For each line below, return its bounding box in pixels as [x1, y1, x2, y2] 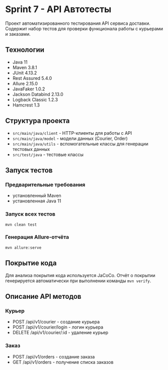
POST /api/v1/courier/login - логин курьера [12, 324, 104, 330]
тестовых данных [12, 146, 50, 152]
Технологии [5, 45, 44, 54]
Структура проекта [5, 117, 70, 125]
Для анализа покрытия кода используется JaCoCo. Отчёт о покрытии [5, 272, 156, 278]
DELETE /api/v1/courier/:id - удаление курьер [12, 330, 109, 336]
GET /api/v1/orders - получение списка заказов [12, 359, 114, 365]
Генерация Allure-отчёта [5, 234, 69, 241]
